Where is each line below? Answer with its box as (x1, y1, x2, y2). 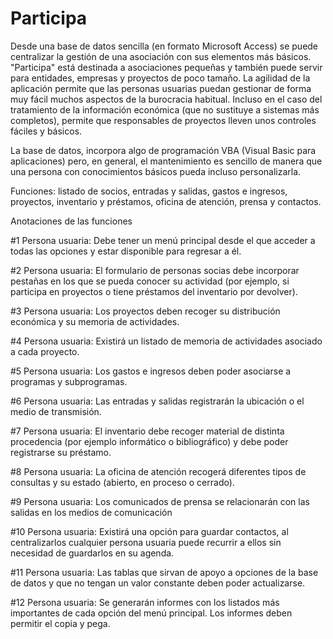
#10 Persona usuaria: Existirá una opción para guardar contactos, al (10, 525, 289, 537)
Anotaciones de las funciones (10, 215, 133, 227)
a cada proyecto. (10, 345, 80, 357)
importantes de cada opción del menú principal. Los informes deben (10, 607, 293, 619)
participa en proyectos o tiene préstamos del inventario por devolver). (10, 285, 298, 297)
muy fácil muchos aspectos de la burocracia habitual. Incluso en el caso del (10, 93, 323, 105)
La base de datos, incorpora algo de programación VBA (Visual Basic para (10, 144, 317, 156)
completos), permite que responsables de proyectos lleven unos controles (10, 114, 317, 126)
